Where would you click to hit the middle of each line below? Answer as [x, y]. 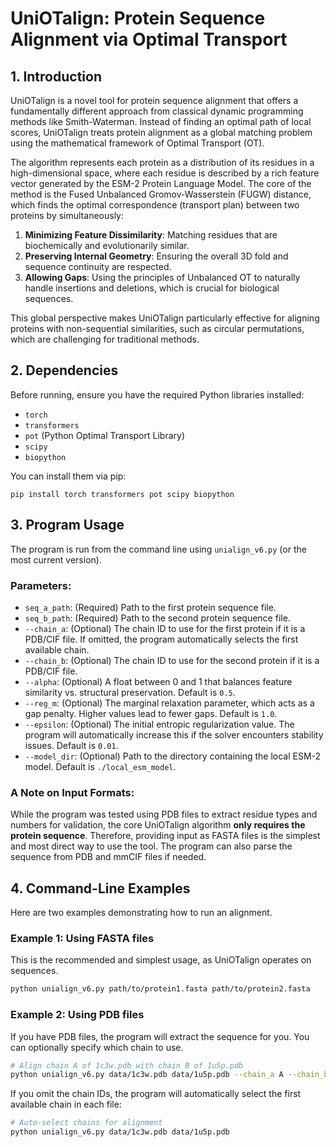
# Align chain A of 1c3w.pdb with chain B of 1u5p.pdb [127, 1065]
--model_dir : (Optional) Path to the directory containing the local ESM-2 [173, 756]
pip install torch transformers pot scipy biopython [122, 494]
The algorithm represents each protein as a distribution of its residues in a [162, 162]
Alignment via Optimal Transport [149, 39]
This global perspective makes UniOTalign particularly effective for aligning [165, 318]
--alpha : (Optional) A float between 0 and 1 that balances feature [158, 681]
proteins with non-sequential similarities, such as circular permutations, [157, 328]
